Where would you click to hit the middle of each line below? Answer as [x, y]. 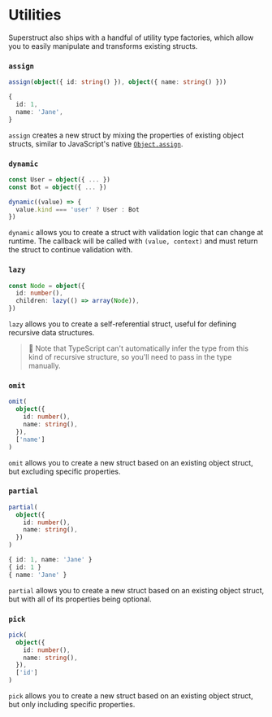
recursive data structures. [52, 333]
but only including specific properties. [72, 705]
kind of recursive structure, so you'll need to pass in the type [130, 357]
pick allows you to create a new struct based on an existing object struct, [131, 696]
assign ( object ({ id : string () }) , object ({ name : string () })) [118, 82]
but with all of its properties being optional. [80, 599]
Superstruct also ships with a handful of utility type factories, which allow [131, 37]
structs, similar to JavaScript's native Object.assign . [96, 143]
